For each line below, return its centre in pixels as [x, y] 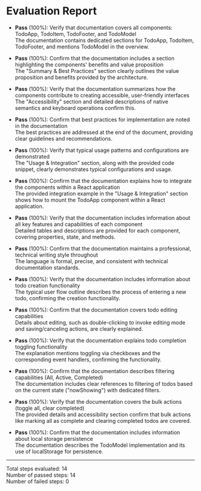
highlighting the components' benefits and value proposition [89, 65]
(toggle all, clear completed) [50, 408]
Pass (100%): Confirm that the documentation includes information [98, 432]
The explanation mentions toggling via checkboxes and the [87, 353]
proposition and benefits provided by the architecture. [81, 77]
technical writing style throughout [57, 255]
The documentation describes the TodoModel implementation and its [100, 445]
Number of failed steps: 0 [38, 481]
